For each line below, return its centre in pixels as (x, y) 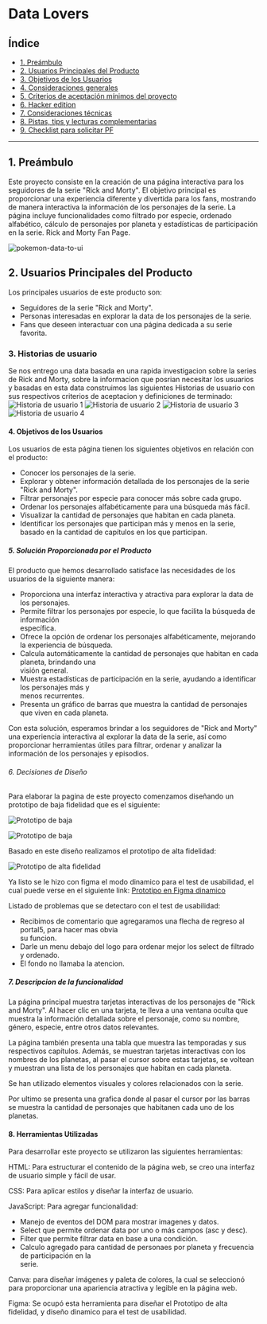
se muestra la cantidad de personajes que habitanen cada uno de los (121, 1107)
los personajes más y (54, 687)
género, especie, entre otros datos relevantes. (84, 1027)
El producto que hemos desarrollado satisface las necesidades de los (122, 571)
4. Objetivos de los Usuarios (56, 432)
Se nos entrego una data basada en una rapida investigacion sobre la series (132, 370)
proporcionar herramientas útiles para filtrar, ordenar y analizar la (115, 745)
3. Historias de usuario (53, 353)
